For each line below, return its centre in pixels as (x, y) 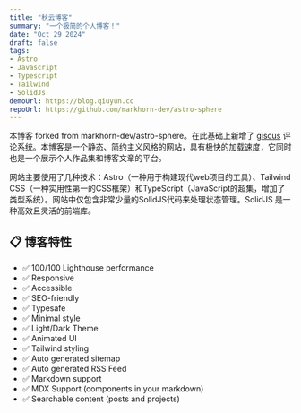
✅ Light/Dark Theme (60, 329)
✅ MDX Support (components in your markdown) (113, 389)
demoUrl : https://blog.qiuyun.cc (72, 101)
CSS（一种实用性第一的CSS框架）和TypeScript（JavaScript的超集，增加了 (147, 188)
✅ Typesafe (44, 308)
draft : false (34, 43)
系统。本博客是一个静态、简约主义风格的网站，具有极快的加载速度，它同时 (154, 147)
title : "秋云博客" (41, 17)
